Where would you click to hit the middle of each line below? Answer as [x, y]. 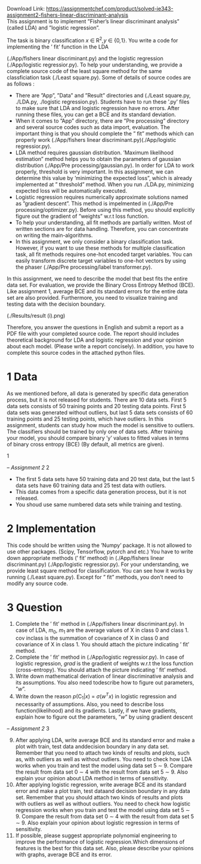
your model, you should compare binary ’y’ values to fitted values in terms [98, 438]
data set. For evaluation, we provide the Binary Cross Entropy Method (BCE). [101, 285]
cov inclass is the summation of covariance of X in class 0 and [92, 638]
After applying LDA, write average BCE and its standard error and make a [105, 740]
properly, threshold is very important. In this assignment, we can [95, 171]
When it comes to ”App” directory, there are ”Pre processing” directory [102, 121]
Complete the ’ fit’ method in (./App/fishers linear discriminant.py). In [100, 624]
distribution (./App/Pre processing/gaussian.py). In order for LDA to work [105, 165]
